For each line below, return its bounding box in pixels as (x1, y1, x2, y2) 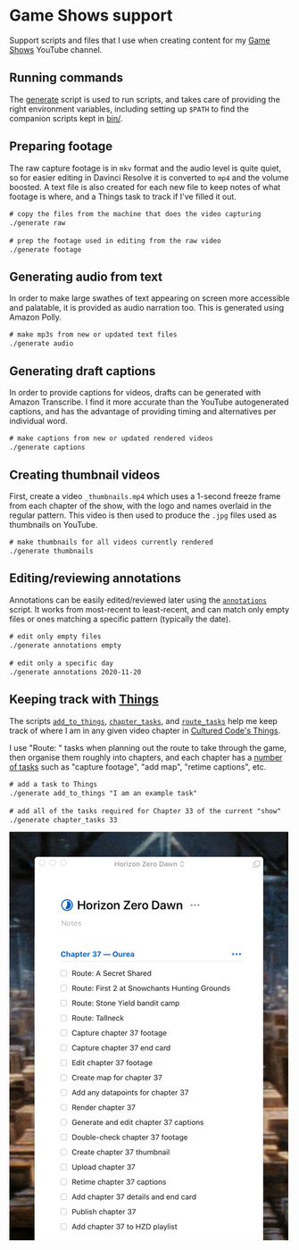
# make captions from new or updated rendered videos (9, 434, 214, 443)
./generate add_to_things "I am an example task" (9, 788, 198, 797)
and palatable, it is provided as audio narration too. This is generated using (9, 303, 285, 313)
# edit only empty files (9, 631, 102, 641)
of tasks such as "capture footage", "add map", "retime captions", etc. (9, 761, 267, 772)
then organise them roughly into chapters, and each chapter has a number (9, 752, 283, 762)
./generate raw (9, 218, 66, 228)
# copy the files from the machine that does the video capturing (9, 209, 262, 219)
